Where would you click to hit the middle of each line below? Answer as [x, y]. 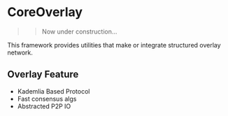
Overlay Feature [43, 74]
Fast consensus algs [47, 99]
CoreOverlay [45, 12]
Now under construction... [79, 31]
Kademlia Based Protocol [54, 91]
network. [20, 52]
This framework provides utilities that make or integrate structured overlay [114, 45]
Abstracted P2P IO [44, 106]
